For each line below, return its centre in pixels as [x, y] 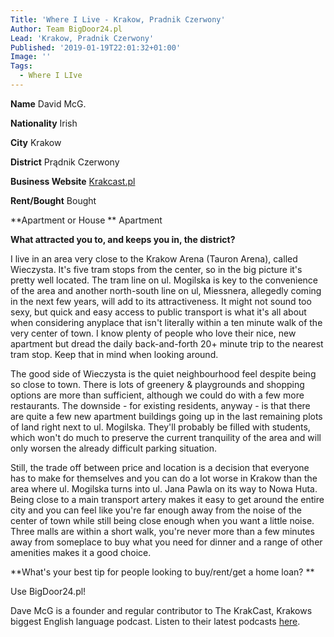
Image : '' [31, 57]
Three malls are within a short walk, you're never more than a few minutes [162, 531]
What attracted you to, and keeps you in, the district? [123, 239]
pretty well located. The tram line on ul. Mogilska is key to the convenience [164, 280]
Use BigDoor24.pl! [48, 591]
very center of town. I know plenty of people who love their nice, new [153, 333]
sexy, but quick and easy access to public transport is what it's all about [158, 312]
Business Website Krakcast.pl [73, 181]
